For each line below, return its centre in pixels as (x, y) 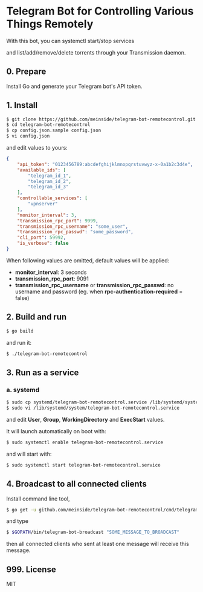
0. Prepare (26, 72)
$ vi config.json (28, 136)
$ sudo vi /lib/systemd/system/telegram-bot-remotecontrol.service (93, 408)
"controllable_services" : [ (52, 198)
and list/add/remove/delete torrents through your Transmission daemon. (96, 52)
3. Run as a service (43, 372)
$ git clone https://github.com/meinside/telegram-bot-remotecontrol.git (101, 119)
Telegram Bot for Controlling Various (100, 11)
